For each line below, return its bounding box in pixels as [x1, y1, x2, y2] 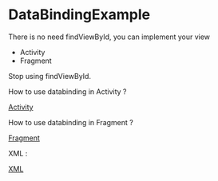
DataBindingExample [8, 6, 150, 24]
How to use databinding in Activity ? [8, 86, 127, 96]
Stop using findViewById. [8, 71, 92, 81]
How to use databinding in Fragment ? [8, 117, 133, 127]
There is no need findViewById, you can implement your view [8, 32, 210, 41]
